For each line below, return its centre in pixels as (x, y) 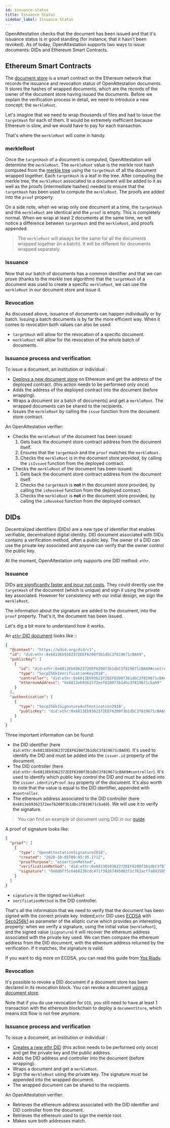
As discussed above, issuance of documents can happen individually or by (83, 314)
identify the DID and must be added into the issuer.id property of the (85, 755)
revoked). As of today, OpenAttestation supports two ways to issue (75, 45)
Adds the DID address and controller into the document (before (78, 1058)
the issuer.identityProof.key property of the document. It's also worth (87, 783)
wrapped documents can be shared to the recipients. (68, 406)
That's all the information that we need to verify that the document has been (85, 910)
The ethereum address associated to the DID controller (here (76, 798)
